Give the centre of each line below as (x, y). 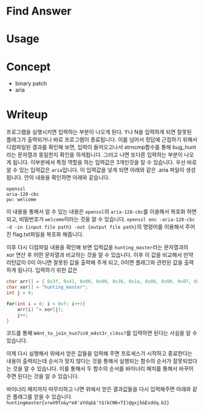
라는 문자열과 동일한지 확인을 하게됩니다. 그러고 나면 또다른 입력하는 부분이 (95, 155)
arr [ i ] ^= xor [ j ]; (40, 309)
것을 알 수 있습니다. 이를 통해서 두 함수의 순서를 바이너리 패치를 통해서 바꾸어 (103, 369)
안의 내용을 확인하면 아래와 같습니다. (67, 178)
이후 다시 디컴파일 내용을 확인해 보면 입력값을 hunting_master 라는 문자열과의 (97, 248)
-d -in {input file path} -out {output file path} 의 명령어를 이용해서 (95, 227)
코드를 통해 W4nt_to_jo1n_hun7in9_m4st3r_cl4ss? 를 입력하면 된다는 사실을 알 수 (102, 333)
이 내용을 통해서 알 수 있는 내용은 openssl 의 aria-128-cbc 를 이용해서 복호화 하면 (102, 212)
